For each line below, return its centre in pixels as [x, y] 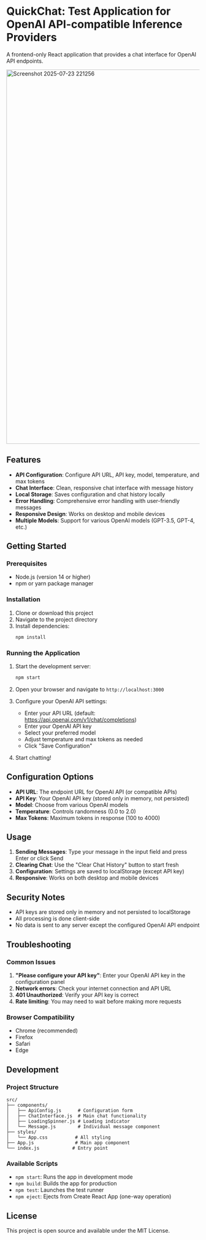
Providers [32, 37]
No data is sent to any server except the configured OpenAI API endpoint [107, 925]
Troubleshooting [39, 944]
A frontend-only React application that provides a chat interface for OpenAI [101, 54]
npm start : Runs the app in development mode [74, 1177]
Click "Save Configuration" [58, 746]
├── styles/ [21, 1132]
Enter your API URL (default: [60, 713]
